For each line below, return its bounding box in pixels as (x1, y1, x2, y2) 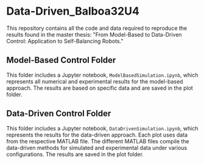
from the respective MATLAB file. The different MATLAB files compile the (6, 137, 190, 144)
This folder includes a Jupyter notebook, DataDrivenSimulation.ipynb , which (6, 124, 199, 132)
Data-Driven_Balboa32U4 (6, 4, 140, 18)
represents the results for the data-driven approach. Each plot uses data (6, 131, 188, 138)
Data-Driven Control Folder (6, 109, 111, 119)
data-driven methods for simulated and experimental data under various (6, 144, 188, 151)
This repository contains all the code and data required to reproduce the (6, 24, 188, 32)
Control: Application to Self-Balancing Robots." (6, 37, 124, 45)
